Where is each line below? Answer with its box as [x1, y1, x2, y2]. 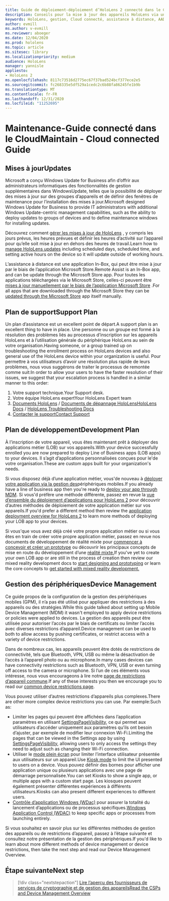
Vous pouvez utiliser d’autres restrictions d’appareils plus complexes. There [5, 693, 160, 699]
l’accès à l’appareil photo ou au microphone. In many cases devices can [5, 656, 153, 662]
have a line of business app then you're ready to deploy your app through [5, 486, 157, 492]
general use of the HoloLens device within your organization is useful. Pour [5, 353, 161, 359]
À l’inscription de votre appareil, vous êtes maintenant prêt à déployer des [5, 439, 158, 445]
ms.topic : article [5, 45, 44, 50]
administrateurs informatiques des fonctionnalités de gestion [5, 183, 131, 189]
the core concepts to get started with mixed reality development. [5, 565, 140, 571]
